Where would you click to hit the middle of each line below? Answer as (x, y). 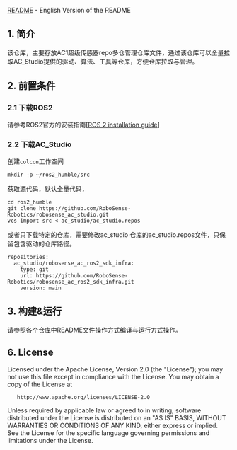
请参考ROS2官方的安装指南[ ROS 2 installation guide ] (84, 125)
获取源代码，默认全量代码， (48, 189)
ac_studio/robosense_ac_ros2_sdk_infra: (74, 263)
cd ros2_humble (30, 202)
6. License (31, 352)
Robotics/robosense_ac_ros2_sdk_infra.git (71, 282)
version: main (41, 288)
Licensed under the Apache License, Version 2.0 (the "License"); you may (115, 369)
